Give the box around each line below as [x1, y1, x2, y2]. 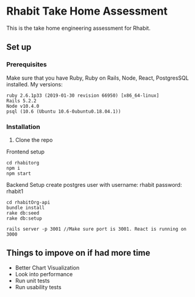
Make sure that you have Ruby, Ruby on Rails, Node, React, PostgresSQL [6, 74, 189, 82]
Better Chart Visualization [15, 264, 80, 271]
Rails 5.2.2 [6, 97, 37, 104]
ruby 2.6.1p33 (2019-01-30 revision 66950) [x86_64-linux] [6, 93, 160, 99]
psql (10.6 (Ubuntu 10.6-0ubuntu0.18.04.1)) [6, 108, 121, 114]
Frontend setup [6, 148, 44, 155]
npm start [6, 170, 32, 176]
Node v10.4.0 [6, 103, 40, 109]
